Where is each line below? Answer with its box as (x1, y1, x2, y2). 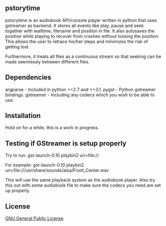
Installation (5, 112, 41, 120)
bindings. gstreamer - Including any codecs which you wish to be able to (5, 92, 155, 98)
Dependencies (5, 73, 51, 82)
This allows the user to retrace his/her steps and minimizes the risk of (5, 38, 149, 44)
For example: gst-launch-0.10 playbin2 (5, 162, 84, 168)
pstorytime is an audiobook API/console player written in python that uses (5, 17, 157, 23)
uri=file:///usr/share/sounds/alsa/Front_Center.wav (5, 167, 109, 174)
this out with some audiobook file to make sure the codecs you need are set (5, 182, 161, 189)
